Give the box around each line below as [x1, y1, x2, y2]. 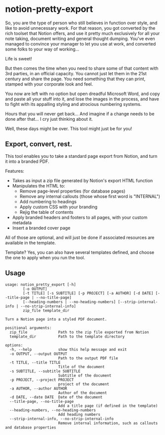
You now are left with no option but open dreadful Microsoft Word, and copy [5, 91, 160, 97]
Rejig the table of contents [19, 209, 74, 215]
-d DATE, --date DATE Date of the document [9, 394, 103, 399]
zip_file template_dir [23, 308, 70, 313]
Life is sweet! [5, 55, 32, 61]
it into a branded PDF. [5, 158, 49, 164]
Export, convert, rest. [5, 140, 73, 148]
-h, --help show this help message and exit [9, 347, 127, 352]
